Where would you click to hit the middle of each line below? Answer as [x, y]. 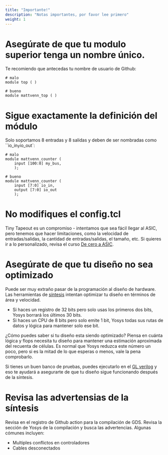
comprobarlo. [19, 357]
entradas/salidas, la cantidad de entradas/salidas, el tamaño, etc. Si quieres [83, 239]
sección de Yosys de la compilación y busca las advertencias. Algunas [78, 428]
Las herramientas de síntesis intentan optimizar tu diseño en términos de [80, 294]
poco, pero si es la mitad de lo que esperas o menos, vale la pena [73, 352]
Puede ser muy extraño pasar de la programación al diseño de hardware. [81, 289]
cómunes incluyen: [25, 433]
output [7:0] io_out [36, 190]
